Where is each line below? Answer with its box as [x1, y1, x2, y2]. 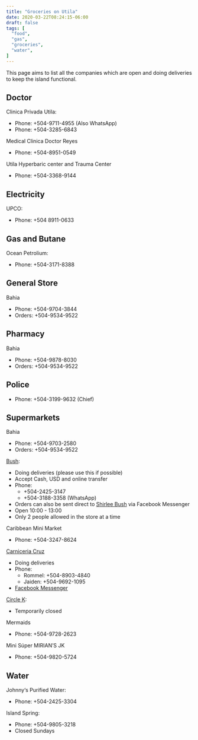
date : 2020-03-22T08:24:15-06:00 [6, 14, 89, 20]
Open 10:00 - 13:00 [14, 507, 62, 514]
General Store [6, 278, 58, 288]
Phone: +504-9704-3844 [14, 305, 77, 312]
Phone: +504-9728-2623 [14, 630, 77, 638]
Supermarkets [6, 412, 60, 423]
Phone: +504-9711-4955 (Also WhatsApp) [14, 120, 117, 127]
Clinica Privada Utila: [6, 108, 57, 116]
